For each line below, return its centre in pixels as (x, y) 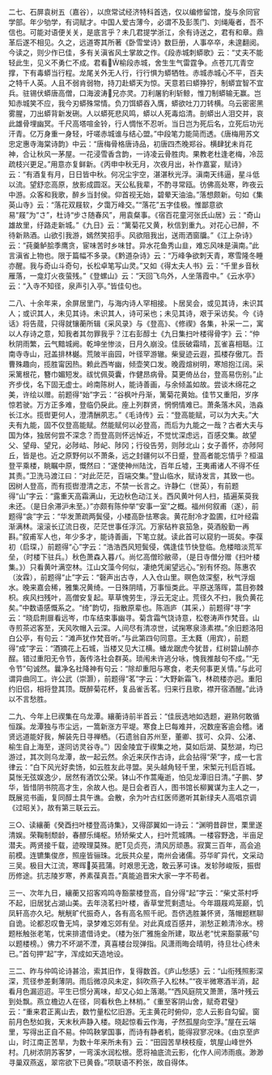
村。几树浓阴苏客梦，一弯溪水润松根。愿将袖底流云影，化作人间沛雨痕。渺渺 (136, 1052)
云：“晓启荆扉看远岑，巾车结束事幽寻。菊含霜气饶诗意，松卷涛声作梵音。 (131, 618)
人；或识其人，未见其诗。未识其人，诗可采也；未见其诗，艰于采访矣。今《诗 (136, 313)
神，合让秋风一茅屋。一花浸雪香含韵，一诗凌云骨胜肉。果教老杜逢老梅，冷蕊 (136, 154)
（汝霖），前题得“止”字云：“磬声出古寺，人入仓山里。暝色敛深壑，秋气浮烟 (132, 577)
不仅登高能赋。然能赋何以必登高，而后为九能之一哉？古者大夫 (153, 425)
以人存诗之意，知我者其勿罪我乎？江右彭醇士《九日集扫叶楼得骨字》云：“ (131, 334)
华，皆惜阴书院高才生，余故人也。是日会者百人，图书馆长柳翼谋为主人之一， (136, 787)
